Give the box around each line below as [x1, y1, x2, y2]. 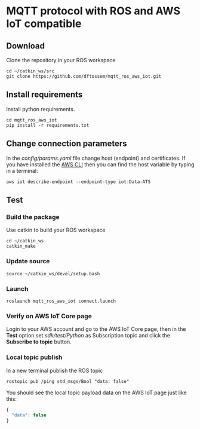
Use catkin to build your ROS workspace [6, 226, 106, 234]
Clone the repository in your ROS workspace [6, 57, 116, 63]
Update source [6, 257, 50, 266]
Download [6, 41, 45, 51]
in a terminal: [6, 167, 38, 174]
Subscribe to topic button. [6, 338, 72, 345]
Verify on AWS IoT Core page [6, 312, 93, 320]
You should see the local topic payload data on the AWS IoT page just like [6, 389, 187, 396]
